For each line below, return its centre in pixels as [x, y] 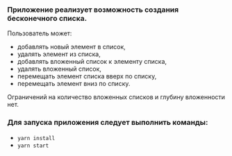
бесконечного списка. [47, 18]
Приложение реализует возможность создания [93, 10]
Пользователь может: [40, 33]
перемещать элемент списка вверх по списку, [87, 76]
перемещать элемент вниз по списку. [74, 84]
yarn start [33, 146]
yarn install [36, 138]
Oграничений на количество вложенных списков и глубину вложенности [116, 97]
